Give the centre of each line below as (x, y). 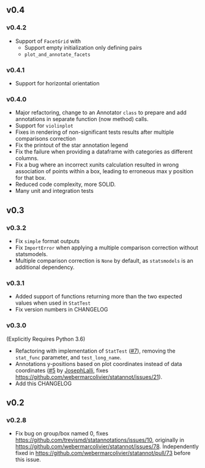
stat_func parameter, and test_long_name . (68, 357)
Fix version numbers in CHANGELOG (61, 310)
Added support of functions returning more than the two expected (99, 297)
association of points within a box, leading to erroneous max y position (104, 171)
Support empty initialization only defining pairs (83, 47)
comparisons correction (45, 139)
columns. (27, 158)
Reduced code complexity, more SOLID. (65, 184)
